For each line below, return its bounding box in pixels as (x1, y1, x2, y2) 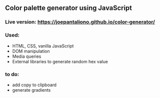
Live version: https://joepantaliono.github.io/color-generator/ (5, 19, 155, 25)
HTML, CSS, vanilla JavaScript (12, 43, 74, 49)
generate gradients (12, 87, 51, 93)
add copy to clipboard (12, 82, 57, 88)
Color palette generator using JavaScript (5, 4, 132, 12)
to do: (5, 71, 20, 77)
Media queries (12, 53, 42, 59)
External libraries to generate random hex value (12, 58, 108, 64)
